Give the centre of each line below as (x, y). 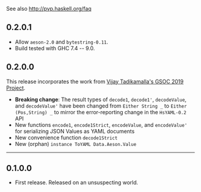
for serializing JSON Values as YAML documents (74, 131)
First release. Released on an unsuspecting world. (77, 182)
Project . (16, 88)
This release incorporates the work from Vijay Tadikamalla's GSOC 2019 (95, 81)
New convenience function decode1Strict (66, 138)
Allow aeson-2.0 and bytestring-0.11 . (62, 42)
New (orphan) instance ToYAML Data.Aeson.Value (75, 144)
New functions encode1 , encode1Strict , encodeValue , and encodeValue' (101, 124)
